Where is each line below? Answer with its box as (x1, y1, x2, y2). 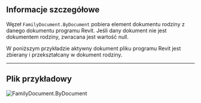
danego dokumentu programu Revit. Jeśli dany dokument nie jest (6, 27, 167, 34)
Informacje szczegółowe (6, 5, 100, 15)
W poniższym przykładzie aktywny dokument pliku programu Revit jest (6, 45, 181, 52)
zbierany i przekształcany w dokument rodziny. (6, 51, 123, 58)
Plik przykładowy (6, 74, 72, 84)
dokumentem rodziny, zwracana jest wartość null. (6, 33, 129, 40)
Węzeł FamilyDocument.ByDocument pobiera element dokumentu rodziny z (6, 20, 185, 27)
